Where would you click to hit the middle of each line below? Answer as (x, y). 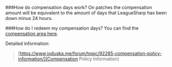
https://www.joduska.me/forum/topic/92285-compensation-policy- (91, 53)
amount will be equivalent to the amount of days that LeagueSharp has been (86, 13)
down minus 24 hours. (29, 18)
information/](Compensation (48, 59)
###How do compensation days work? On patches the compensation (79, 7)
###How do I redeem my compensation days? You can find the (72, 28)
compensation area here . (32, 33)
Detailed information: (27, 43)
